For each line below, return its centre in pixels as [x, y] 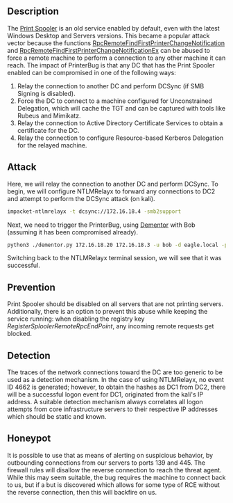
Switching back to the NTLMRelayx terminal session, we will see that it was [114, 258]
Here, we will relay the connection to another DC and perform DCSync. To [113, 184]
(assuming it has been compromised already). [73, 232]
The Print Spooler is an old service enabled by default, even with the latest [113, 28]
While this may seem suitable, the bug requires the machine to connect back [116, 477]
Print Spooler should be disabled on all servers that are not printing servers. [115, 304]
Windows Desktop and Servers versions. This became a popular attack [109, 35]
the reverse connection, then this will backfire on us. [82, 492]
